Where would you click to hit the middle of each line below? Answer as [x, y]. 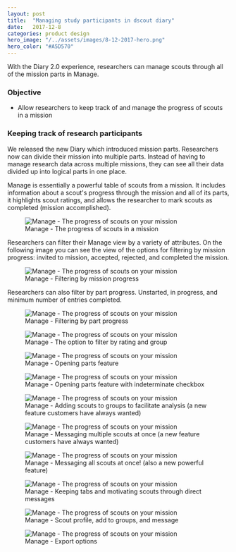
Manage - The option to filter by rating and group [96, 342]
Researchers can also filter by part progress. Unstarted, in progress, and [113, 292]
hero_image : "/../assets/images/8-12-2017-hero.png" [86, 40]
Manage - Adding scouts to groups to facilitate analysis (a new [116, 405]
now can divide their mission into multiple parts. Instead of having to [106, 157]
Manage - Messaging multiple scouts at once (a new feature [112, 434]
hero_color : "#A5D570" [41, 47]
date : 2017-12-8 [34, 27]
